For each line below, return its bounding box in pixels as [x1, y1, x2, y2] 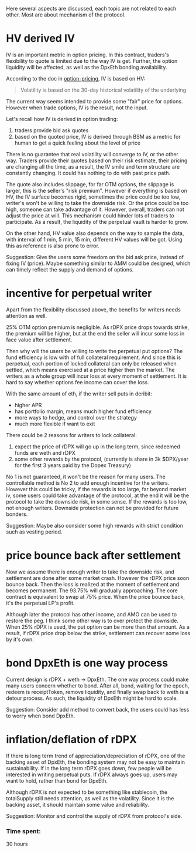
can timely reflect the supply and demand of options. [6, 266, 134, 273]
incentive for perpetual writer [6, 287, 152, 300]
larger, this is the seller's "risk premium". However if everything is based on [6, 187, 187, 194]
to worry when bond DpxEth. [6, 712, 75, 719]
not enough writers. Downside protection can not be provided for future [6, 504, 179, 511]
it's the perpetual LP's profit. [6, 599, 75, 606]
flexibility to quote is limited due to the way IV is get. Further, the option [6, 57, 178, 64]
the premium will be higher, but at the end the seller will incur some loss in [6, 330, 185, 337]
